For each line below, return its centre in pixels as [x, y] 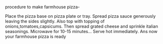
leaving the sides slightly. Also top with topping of [55, 21]
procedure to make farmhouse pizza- [43, 7]
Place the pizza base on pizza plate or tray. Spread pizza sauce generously [80, 16]
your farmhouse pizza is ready [36, 36]
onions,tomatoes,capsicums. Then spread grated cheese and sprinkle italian [81, 26]
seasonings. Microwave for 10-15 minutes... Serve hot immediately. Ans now [81, 31]
